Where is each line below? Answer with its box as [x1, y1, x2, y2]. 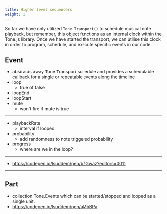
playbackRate [12, 120, 41, 126]
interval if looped [19, 125, 55, 132]
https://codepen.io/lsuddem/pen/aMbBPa [12, 204, 98, 210]
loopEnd [12, 90, 30, 96]
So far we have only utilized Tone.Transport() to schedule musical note [5, 25, 151, 31]
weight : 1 [5, 12, 26, 17]
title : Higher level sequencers [5, 7, 72, 12]
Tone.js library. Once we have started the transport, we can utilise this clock [5, 36, 161, 42]
